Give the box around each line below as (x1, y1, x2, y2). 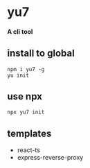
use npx (7, 91, 43, 102)
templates (7, 127, 52, 139)
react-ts (17, 146, 40, 154)
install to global (7, 48, 75, 59)
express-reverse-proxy (17, 153, 84, 162)
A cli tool (7, 27, 33, 35)
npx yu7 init (7, 109, 45, 116)
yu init (7, 72, 30, 79)
